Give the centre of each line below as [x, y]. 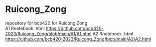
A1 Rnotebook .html [25, 28]
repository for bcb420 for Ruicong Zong [46, 23]
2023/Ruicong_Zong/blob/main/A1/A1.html [48, 33]
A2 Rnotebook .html [113, 33]
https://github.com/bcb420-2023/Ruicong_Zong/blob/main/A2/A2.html [78, 39]
